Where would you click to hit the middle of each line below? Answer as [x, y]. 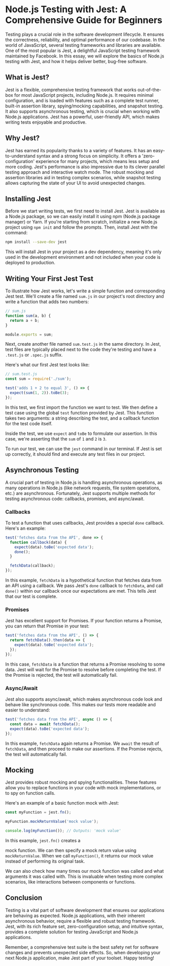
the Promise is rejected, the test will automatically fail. [61, 675]
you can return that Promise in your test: [47, 626]
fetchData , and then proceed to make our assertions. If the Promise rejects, [84, 749]
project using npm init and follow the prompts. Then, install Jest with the [81, 227]
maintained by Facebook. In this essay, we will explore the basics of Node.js [85, 56]
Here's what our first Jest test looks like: [47, 365]
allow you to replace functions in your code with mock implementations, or [83, 788]
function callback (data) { [38, 542]
